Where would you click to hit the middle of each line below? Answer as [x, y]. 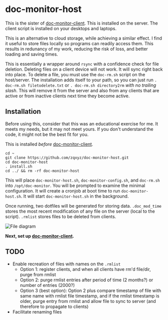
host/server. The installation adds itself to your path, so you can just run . [81, 80]
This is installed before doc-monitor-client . [49, 144]
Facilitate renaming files [37, 311]
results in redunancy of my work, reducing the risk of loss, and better [76, 49]
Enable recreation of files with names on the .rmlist [66, 264]
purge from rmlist [38, 274]
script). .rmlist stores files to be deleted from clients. [61, 216]
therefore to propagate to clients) [54, 306]
